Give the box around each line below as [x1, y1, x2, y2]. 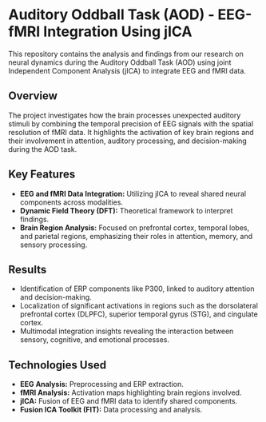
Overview [8, 90, 58, 103]
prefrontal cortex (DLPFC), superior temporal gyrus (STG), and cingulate [19, 309, 258, 319]
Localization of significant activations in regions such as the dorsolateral [19, 301, 258, 311]
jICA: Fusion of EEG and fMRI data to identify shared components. [19, 396, 238, 406]
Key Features [8, 168, 76, 181]
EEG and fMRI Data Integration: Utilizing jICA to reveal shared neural [19, 189, 246, 198]
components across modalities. [19, 197, 124, 207]
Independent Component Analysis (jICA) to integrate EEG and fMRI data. [8, 66, 246, 75]
